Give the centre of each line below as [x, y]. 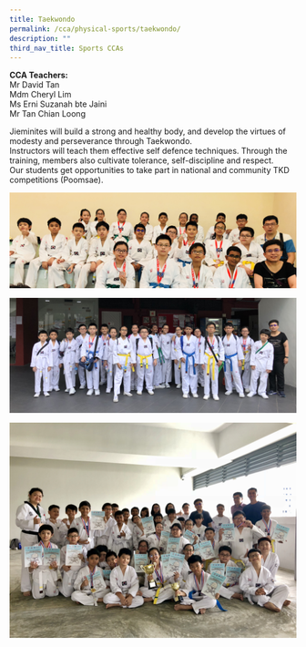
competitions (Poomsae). [56, 180]
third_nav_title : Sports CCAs [67, 48]
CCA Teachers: [39, 75]
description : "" [40, 38]
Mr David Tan [35, 85]
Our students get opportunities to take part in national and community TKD [149, 170]
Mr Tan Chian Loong [48, 114]
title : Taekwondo [42, 19]
